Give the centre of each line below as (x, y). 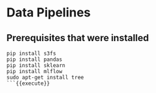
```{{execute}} (28, 83)
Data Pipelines (49, 13)
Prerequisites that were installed (78, 38)
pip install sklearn (36, 66)
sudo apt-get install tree (45, 77)
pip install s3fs (31, 53)
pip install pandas (35, 59)
